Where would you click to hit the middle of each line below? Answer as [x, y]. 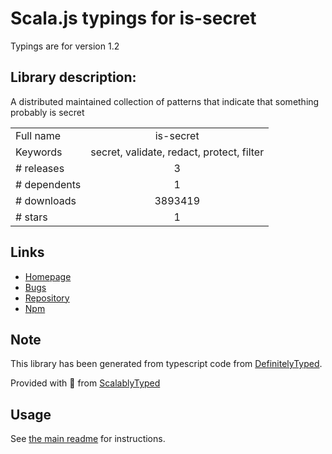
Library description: [73, 77]
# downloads [46, 200]
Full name [38, 135]
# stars [31, 217]
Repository [47, 298]
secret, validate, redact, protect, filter [177, 152]
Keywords [39, 152]
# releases [40, 168]
